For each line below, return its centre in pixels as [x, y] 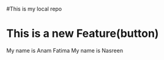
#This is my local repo [34, 9]
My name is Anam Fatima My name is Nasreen [65, 50]
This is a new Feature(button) [83, 34]
